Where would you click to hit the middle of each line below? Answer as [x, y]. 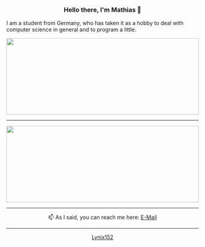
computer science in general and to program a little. [71, 29]
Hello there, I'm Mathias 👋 [103, 10]
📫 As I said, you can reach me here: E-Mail [103, 218]
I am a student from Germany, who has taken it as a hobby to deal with [95, 23]
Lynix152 [103, 237]
